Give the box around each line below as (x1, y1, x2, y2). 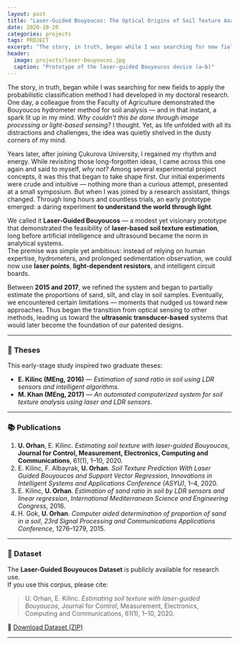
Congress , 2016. (17, 502, 66, 511)
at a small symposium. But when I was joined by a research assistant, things (7, 187, 230, 196)
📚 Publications (7, 422, 62, 432)
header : (7, 50, 31, 58)
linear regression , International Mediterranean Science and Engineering (17, 494, 229, 503)
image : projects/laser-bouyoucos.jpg (14, 57, 126, 64)
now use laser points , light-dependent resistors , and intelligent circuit (7, 261, 216, 270)
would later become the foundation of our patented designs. (7, 321, 184, 329)
